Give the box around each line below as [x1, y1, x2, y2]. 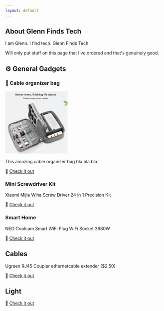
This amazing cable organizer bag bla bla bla [5, 159, 97, 165]
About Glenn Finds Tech [5, 27, 81, 36]
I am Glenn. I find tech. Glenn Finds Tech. [5, 40, 90, 46]
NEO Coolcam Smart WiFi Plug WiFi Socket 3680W [5, 225, 111, 232]
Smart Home [5, 214, 36, 221]
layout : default [5, 8, 39, 13]
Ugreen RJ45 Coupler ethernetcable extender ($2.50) [5, 263, 116, 269]
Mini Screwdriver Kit [5, 181, 56, 188]
